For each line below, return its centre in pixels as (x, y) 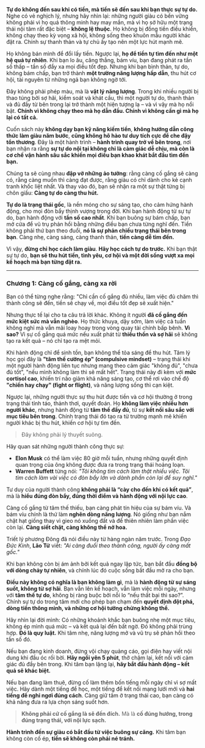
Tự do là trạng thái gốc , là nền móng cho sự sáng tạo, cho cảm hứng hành (100, 205)
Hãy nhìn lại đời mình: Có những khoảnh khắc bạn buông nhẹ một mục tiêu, (101, 620)
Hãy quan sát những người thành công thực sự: (66, 447)
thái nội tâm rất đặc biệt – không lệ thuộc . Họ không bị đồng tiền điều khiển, (102, 29)
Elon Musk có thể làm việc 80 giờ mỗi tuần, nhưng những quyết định (101, 458)
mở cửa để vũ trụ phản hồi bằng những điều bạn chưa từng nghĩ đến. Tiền (99, 224)
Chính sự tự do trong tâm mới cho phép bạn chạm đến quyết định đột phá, (100, 602)
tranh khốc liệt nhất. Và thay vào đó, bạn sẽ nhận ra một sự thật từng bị (95, 186)
